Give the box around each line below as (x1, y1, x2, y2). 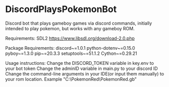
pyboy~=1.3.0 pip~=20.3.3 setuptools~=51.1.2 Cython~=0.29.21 (5, 50, 137, 56)
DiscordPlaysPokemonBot (5, 4, 117, 15)
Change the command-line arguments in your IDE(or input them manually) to (5, 70, 164, 76)
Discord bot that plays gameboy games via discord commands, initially (5, 20, 152, 26)
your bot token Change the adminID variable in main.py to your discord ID (5, 65, 158, 71)
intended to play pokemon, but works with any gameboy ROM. (5, 25, 135, 31)
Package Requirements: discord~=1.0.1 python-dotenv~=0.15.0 (5, 45, 135, 51)
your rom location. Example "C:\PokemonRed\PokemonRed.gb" (5, 76, 137, 82)
